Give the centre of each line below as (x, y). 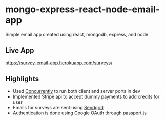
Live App (20, 50)
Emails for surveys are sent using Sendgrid (58, 107)
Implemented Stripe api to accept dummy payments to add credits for (86, 96)
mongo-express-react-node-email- (83, 9)
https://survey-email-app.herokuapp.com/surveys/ (59, 63)
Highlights (22, 79)
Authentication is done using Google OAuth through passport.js (80, 113)
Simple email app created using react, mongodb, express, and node (77, 34)
